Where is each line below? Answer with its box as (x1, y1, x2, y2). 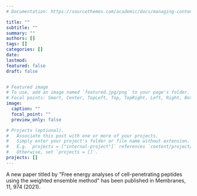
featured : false (6, 63, 46, 69)
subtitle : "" (6, 25, 38, 31)
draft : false (6, 68, 38, 74)
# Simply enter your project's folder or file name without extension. (6, 138, 191, 144)
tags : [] (6, 41, 28, 47)
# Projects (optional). (6, 127, 64, 133)
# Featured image (6, 84, 49, 90)
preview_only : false (11, 117, 62, 123)
